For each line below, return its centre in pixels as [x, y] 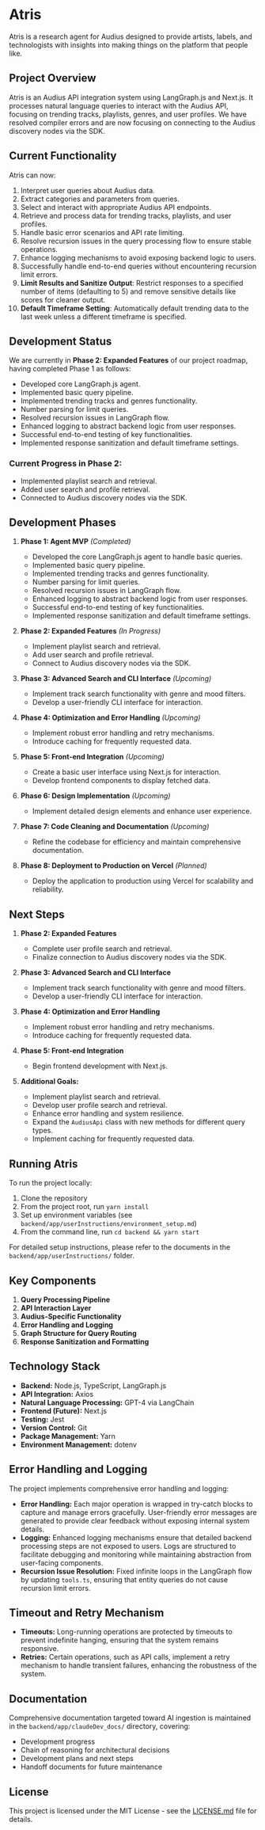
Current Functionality [63, 156]
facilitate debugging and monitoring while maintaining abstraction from [136, 1554]
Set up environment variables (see [76, 1215]
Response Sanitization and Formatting [85, 1341]
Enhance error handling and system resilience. [108, 1113]
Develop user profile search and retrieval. [100, 1105]
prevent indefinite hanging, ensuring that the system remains [119, 1640]
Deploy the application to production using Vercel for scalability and [143, 881]
